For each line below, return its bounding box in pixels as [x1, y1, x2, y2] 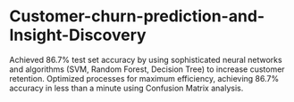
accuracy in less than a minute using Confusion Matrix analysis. [9, 82, 244, 93]
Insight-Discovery [9, 25, 147, 45]
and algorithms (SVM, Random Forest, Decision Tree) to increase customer [9, 64, 285, 75]
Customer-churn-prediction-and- [9, 6, 265, 27]
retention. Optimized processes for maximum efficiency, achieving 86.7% [9, 73, 280, 83]
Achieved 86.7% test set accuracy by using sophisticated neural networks [9, 54, 283, 65]
